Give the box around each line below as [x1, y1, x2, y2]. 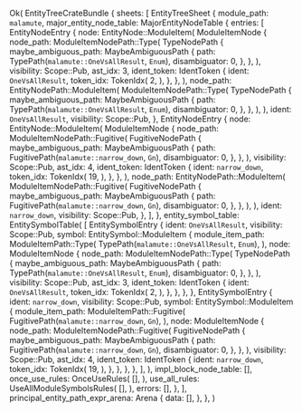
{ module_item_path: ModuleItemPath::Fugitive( [9, 306, 186, 316]
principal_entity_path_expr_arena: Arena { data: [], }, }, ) [9, 393, 215, 403]
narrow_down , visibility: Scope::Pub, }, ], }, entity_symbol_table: [9, 210, 240, 220]
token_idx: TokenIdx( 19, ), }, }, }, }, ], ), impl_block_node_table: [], [9, 364, 253, 374]
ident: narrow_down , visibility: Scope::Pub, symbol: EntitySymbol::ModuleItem [9, 296, 294, 307]
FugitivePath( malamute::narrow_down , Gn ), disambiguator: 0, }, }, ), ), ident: [9, 200, 283, 211]
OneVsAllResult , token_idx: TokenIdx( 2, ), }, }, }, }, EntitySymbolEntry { [9, 287, 273, 297]
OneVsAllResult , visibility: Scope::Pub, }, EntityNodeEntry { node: [9, 113, 251, 124]
